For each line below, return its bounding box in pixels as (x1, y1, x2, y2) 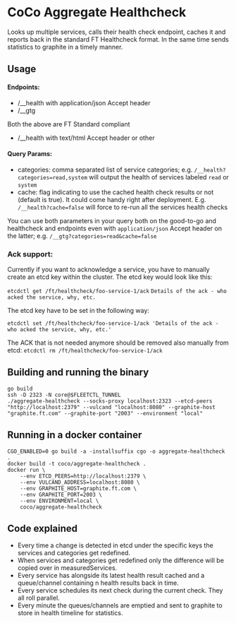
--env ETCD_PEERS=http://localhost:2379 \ (20, 473, 147, 480)
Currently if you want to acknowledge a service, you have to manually (7, 266, 210, 274)
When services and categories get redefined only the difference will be (17, 556, 224, 565)
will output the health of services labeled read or (89, 172, 229, 181)
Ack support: (7, 249, 54, 259)
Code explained (7, 523, 78, 535)
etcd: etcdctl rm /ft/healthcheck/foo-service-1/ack (7, 346, 163, 355)
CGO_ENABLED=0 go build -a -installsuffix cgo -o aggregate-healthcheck (7, 448, 225, 455)
